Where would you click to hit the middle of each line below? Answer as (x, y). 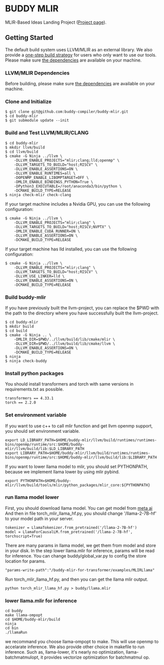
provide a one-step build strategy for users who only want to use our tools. (81, 55)
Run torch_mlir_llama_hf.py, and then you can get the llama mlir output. (77, 579)
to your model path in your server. (39, 519)
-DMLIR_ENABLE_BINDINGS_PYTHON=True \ (54, 182)
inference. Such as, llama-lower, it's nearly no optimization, (65, 652)
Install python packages (34, 373)
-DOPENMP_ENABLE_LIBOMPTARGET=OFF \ (52, 177)
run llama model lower (32, 497)
